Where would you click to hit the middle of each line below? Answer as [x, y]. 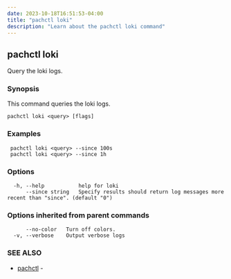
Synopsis [23, 89]
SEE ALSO [25, 253]
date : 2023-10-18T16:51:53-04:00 [55, 13]
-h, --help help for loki [66, 186]
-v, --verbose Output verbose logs [70, 235]
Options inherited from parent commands [78, 215]
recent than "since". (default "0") [60, 198]
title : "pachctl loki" [40, 20]
